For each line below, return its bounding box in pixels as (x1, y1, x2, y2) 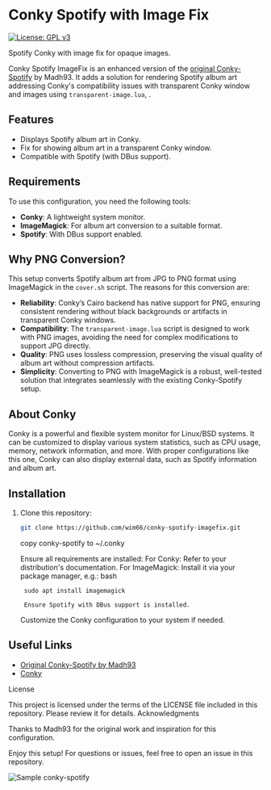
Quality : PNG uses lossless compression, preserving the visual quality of (19, 350, 263, 359)
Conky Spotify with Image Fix (8, 6, 210, 24)
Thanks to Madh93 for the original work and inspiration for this (8, 724, 216, 733)
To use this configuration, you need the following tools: (8, 196, 191, 206)
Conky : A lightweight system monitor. (19, 212, 146, 221)
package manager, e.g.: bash (19, 571, 117, 581)
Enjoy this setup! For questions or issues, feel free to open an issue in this (8, 748, 253, 758)
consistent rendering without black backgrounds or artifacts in (19, 307, 227, 317)
